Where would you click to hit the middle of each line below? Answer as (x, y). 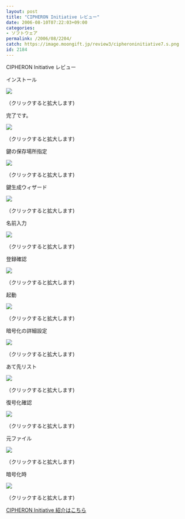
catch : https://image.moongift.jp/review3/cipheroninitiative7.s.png (93, 45)
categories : (20, 28)
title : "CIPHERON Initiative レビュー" (53, 17)
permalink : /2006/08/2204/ (39, 39)
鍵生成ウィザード (27, 187)
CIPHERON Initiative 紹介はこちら (46, 510)
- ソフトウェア (22, 33)
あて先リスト (21, 366)
